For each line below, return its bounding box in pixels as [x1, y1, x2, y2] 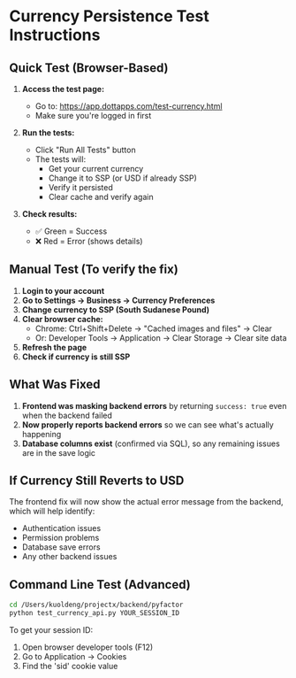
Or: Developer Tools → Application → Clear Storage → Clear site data [34, 332, 287, 343]
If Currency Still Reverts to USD [9, 474, 185, 489]
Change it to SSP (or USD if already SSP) [48, 173, 197, 183]
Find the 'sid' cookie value [21, 661, 118, 671]
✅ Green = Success [34, 226, 108, 236]
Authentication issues [21, 523, 102, 534]
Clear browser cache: [21, 313, 103, 324]
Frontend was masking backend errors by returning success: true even [21, 400, 287, 411]
